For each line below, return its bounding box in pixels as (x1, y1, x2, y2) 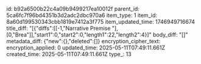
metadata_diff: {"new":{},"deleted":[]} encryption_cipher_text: (6, 38, 161, 44)
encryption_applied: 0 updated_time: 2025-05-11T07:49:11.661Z (6, 44, 166, 51)
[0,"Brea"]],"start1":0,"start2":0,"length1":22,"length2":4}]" (6, 31, 152, 38)
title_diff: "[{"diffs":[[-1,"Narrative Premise (6, 24, 111, 32)
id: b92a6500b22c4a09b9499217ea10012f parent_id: (6, 5, 140, 12)
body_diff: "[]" (152, 31, 188, 38)
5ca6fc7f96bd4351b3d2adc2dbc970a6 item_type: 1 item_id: (6, 12, 157, 19)
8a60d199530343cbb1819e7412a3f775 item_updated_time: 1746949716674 (6, 18, 196, 25)
